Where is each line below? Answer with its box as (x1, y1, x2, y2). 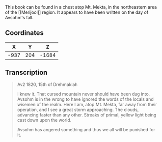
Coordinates (5, 29, 44, 37)
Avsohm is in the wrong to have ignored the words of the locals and (17, 96, 154, 102)
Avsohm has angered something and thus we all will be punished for (17, 126, 156, 132)
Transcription (5, 68, 48, 77)
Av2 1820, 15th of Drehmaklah (17, 81, 78, 87)
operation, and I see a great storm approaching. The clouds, (17, 107, 139, 113)
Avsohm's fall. (5, 15, 34, 20)
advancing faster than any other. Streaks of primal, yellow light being (17, 112, 157, 117)
